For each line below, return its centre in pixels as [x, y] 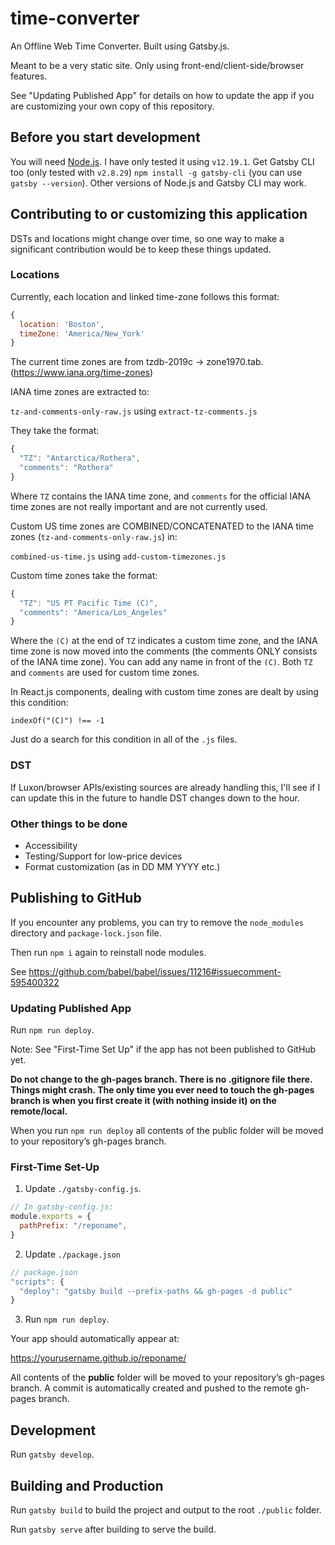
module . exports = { [51, 1217]
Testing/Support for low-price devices [103, 856]
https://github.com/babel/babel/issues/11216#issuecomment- [155, 971]
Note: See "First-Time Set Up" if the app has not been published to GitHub [163, 1049]
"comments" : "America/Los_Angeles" [93, 612]
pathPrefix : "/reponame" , [73, 1226]
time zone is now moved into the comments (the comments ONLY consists [164, 651]
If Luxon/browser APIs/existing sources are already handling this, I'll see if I [165, 787]
